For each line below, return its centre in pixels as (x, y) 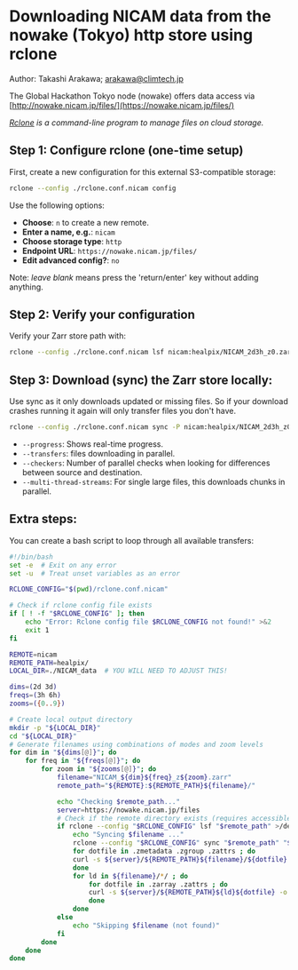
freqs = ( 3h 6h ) (35, 696)
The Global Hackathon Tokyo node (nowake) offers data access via (132, 96)
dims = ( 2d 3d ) (33, 687)
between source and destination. (82, 472)
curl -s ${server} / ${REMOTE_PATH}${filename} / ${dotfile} (180, 859)
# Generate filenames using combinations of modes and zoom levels (137, 744)
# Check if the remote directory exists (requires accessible (174, 818)
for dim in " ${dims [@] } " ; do (63, 752)
